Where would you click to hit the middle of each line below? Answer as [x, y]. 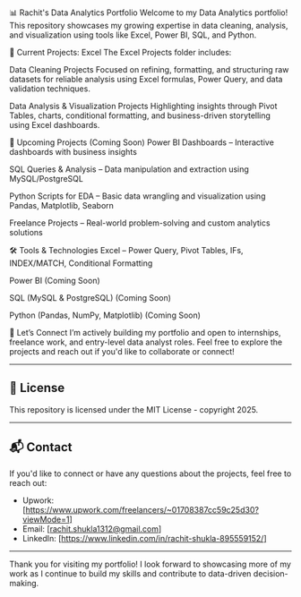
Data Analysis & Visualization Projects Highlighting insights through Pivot [143, 106]
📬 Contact [41, 447]
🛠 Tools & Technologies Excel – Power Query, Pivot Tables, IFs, [126, 250]
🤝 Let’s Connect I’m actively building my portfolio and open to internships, [145, 333]
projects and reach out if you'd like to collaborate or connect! [122, 351]
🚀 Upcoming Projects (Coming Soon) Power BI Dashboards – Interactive [142, 142]
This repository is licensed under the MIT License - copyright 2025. [134, 409]
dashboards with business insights [73, 152]
